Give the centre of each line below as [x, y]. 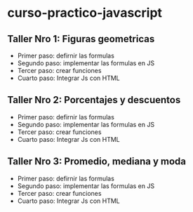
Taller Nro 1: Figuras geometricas [81, 39]
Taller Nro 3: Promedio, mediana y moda [96, 162]
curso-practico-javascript [85, 13]
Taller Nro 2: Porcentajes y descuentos [94, 100]
